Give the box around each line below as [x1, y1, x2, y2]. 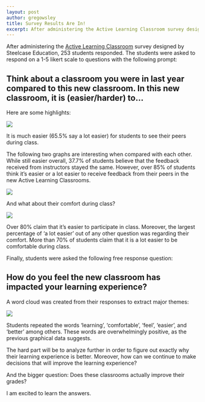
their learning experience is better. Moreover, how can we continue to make [6, 352, 196, 360]
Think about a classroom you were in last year [6, 73, 185, 84]
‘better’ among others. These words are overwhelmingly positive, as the [6, 328, 187, 335]
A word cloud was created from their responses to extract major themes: [6, 298, 189, 305]
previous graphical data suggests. [6, 334, 92, 341]
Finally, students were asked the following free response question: [6, 255, 173, 262]
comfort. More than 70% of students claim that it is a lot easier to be [6, 236, 178, 244]
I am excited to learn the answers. [6, 389, 92, 396]
